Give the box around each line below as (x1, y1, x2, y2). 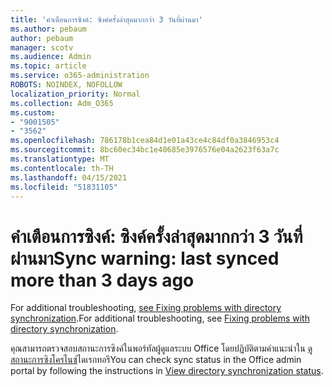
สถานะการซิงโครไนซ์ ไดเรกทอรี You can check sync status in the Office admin (10, 354, 302, 366)
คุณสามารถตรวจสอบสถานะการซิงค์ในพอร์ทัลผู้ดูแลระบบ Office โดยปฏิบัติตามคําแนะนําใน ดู (10, 342, 313, 355)
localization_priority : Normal (10, 89, 141, 99)
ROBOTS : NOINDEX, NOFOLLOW (10, 80, 123, 90)
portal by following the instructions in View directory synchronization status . (10, 365, 324, 377)
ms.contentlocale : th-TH (10, 163, 114, 173)
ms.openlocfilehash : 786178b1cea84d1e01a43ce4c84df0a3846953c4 (10, 136, 280, 146)
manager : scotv (10, 42, 74, 53)
